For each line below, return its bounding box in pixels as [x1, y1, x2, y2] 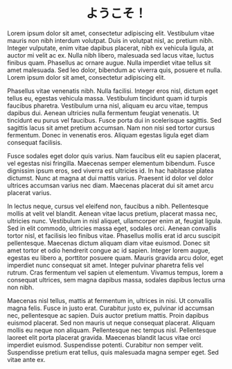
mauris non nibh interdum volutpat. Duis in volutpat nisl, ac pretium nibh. [7, 36, 214, 44]
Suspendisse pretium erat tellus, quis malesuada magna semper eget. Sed [7, 347, 220, 357]
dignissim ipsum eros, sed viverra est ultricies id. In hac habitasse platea [7, 166, 215, 175]
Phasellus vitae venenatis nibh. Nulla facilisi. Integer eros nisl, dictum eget [7, 87, 218, 95]
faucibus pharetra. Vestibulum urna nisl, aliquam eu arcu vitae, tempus [7, 101, 208, 110]
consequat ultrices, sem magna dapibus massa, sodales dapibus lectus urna [7, 275, 226, 284]
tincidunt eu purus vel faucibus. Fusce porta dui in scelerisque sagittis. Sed [7, 116, 222, 124]
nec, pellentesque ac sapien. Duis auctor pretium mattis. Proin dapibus [7, 311, 209, 319]
